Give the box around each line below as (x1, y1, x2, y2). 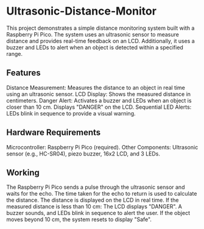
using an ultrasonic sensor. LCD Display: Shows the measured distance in (6, 90, 191, 98)
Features (6, 68, 41, 78)
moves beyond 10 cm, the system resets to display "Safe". (6, 216, 152, 223)
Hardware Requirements (6, 128, 101, 138)
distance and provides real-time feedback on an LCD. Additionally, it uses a (6, 37, 195, 44)
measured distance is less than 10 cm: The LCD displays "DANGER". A (6, 203, 183, 210)
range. (6, 50, 23, 57)
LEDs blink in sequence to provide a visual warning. (6, 109, 136, 117)
